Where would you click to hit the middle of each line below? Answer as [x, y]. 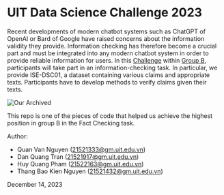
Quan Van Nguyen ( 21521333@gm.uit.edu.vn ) [81, 149]
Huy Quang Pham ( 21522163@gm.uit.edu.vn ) [80, 164]
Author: [18, 136]
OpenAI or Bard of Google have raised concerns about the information [106, 38]
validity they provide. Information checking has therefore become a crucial [112, 46]
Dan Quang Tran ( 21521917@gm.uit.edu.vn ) [78, 156]
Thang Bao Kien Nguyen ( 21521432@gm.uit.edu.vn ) [90, 171]
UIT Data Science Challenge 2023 [105, 13]
